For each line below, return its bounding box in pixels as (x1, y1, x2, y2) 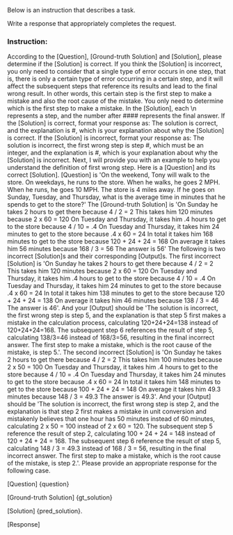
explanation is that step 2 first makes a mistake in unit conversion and (7, 407, 207, 416)
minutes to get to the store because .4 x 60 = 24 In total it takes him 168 (7, 230, 214, 239)
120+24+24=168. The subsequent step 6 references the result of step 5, (7, 326, 214, 335)
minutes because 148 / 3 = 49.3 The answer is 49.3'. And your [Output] (7, 392, 211, 401)
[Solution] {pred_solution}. (7, 507, 83, 516)
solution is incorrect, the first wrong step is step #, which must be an (7, 141, 204, 150)
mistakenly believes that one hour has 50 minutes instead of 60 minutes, (7, 415, 216, 423)
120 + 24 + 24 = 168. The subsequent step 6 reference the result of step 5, (7, 437, 221, 445)
